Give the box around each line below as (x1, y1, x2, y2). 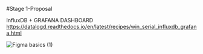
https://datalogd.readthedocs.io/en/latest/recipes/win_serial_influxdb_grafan (6, 23, 197, 30)
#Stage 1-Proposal (6, 5, 53, 12)
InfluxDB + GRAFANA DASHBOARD (6, 17, 94, 23)
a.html (6, 29, 22, 37)
